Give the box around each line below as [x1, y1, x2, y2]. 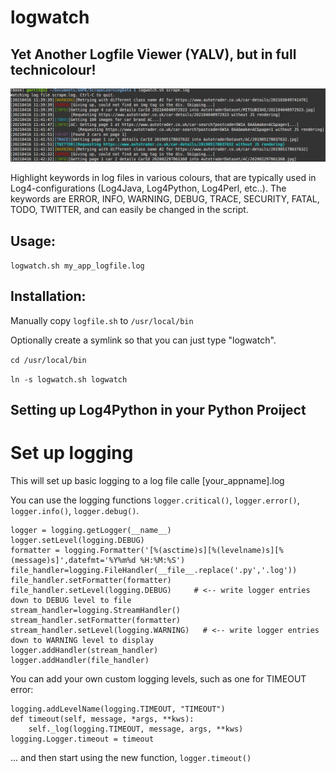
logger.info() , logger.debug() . [10, 505, 140, 517]
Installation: [10, 288, 87, 305]
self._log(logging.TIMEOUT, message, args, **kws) [28, 724, 244, 735]
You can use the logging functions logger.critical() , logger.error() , [10, 494, 300, 506]
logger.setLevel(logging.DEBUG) [10, 536, 145, 546]
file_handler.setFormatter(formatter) [10, 576, 172, 586]
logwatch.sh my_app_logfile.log [10, 261, 145, 271]
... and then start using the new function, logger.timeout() [10, 752, 252, 764]
